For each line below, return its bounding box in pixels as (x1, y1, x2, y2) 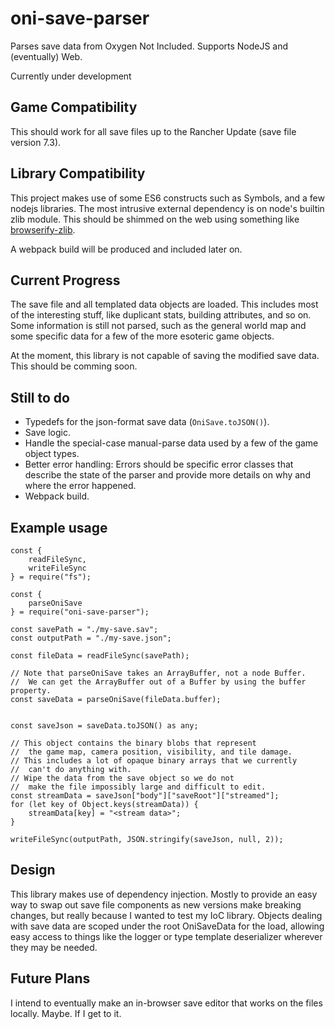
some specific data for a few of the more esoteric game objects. (10, 330, 275, 342)
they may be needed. (10, 941, 98, 953)
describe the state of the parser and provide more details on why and (24, 469, 311, 481)
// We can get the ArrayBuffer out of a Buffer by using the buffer (10, 677, 307, 687)
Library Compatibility (10, 165, 146, 182)
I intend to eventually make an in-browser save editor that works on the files (10, 997, 323, 1009)
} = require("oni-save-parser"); (10, 607, 150, 617)
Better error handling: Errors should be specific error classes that (24, 458, 294, 471)
